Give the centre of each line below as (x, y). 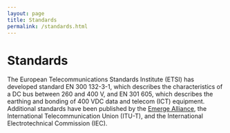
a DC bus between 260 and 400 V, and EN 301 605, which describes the (110, 94)
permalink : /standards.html (48, 26)
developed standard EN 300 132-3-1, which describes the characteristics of (115, 87)
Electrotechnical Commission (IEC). (57, 123)
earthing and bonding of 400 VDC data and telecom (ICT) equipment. (106, 101)
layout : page (26, 13)
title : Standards (32, 20)
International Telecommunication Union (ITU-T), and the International (105, 116)
